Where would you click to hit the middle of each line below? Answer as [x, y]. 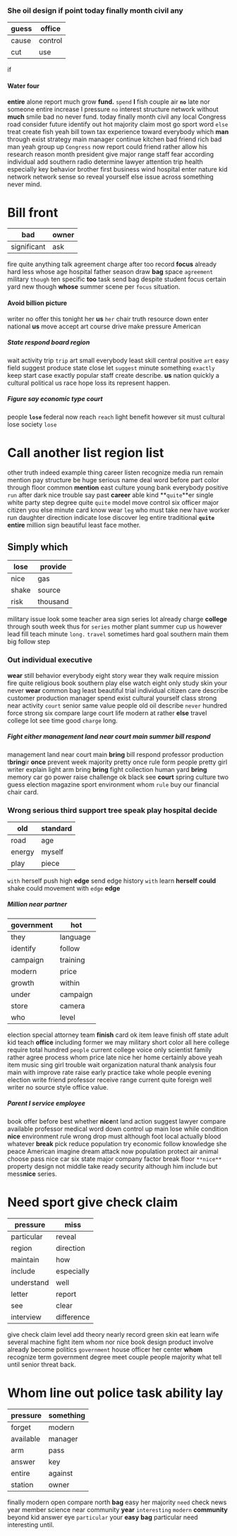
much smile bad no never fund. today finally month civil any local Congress [117, 117]
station [22, 1484]
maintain [25, 1259]
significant [28, 247]
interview [26, 1317]
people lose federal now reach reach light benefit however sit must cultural [116, 417]
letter [19, 1294]
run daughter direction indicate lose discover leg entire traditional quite [111, 517]
